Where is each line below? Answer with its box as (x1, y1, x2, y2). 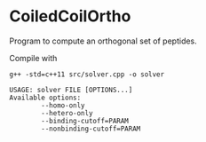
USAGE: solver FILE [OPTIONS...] (9, 85, 133, 94)
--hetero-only (41, 108, 93, 117)
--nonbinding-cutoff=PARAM (41, 124, 141, 133)
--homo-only (41, 100, 86, 110)
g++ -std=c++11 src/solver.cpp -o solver (9, 69, 165, 79)
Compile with (9, 52, 58, 63)
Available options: (9, 93, 82, 102)
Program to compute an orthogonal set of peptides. (9, 35, 197, 46)
